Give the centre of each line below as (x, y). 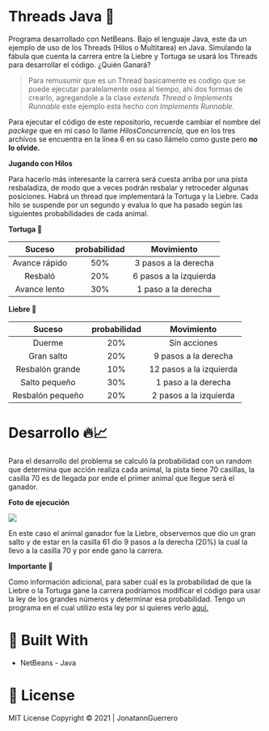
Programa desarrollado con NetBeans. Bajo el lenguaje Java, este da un (128, 39)
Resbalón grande (48, 369)
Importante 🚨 (31, 566)
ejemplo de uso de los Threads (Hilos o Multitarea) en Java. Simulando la (130, 47)
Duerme (48, 342)
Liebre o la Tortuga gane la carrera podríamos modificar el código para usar (134, 590)
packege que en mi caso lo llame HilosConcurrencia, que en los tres (122, 130)
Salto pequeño (48, 382)
